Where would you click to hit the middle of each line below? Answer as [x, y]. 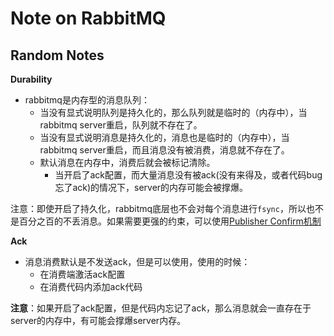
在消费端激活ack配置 [82, 274]
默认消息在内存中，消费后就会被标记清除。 [127, 162]
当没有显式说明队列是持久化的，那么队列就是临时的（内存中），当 [173, 112]
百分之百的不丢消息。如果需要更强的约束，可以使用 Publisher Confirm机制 [170, 221]
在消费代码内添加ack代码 [91, 286]
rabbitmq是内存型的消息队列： [87, 100]
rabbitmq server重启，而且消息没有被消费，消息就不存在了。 [164, 150]
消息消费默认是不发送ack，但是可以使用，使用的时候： [137, 261]
